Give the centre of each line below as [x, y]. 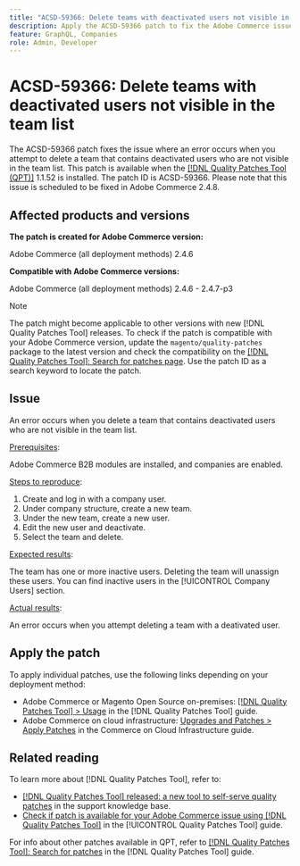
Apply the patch [55, 653]
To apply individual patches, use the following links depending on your [139, 674]
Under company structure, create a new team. [107, 508]
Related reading [54, 758]
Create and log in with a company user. [94, 499]
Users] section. [37, 590]
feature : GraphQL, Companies [63, 34]
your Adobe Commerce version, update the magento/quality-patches [136, 342]
